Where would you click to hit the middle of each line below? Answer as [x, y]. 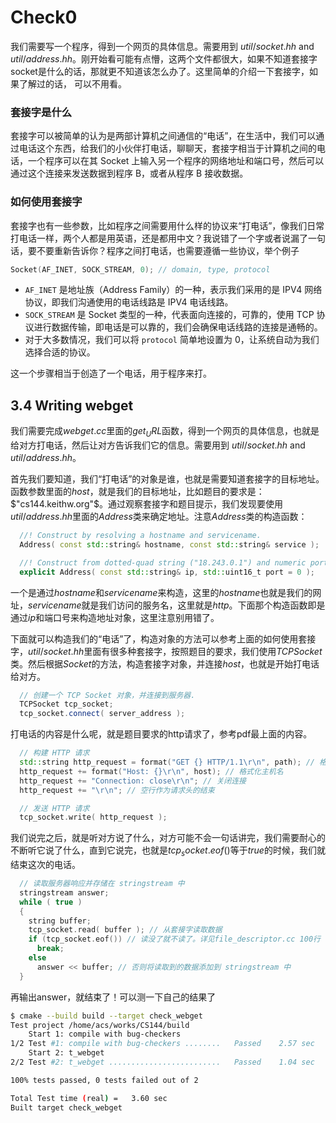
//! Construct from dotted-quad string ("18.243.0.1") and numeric [163, 562]
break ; [50, 949]
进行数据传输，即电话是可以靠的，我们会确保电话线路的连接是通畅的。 [178, 327]
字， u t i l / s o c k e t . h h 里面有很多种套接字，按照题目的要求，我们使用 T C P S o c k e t [166, 651]
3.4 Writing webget [72, 405]
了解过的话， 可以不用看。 [72, 83]
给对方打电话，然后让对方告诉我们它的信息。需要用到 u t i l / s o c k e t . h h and [158, 445]
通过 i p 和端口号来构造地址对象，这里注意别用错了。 [115, 617]
